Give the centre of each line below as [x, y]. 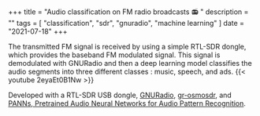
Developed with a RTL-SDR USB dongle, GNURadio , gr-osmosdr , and [120, 95]
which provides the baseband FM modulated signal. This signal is [114, 55]
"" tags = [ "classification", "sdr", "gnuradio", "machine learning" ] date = [126, 23]
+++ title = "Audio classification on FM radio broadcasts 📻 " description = [128, 12]
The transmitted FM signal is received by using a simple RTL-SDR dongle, [127, 47]
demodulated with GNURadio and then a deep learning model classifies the [130, 63]
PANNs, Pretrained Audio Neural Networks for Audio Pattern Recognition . [127, 103]
